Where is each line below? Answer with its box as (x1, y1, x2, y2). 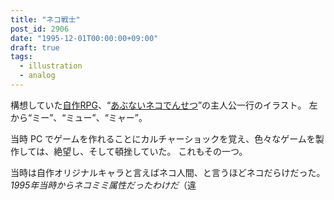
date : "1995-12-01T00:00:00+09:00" (10, 33, 159, 43)
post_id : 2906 (10, 24, 70, 34)
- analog (19, 71, 56, 81)
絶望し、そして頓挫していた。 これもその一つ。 (53, 145, 248, 157)
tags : (10, 52, 33, 62)
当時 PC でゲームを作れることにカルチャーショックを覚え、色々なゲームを (10, 132, 316, 145)
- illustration (19, 61, 83, 71)
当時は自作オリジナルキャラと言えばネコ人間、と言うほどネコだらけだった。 (10, 166, 326, 178)
